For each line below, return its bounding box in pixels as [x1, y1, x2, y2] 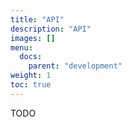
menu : [10, 42, 33, 53]
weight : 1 [10, 71, 52, 81]
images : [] [10, 33, 56, 43]
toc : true [10, 80, 52, 90]
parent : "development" [28, 61, 123, 71]
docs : [19, 52, 43, 62]
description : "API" [10, 24, 92, 34]
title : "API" [10, 14, 65, 25]
